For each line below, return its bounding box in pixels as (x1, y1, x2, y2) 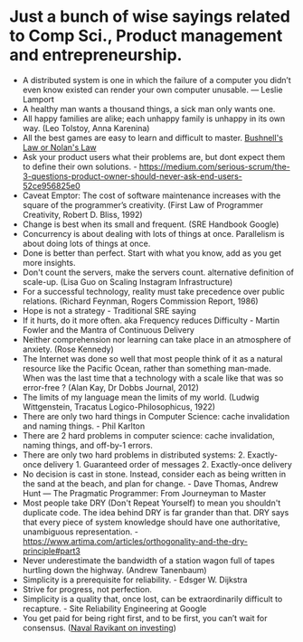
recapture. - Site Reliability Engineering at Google (22, 603, 207, 614)
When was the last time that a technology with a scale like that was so (22, 373, 284, 383)
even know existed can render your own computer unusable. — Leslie (22, 84, 283, 95)
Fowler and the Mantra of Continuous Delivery (22, 324, 194, 335)
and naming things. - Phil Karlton (22, 420, 146, 431)
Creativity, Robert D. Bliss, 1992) (22, 209, 143, 220)
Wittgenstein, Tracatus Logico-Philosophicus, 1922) (22, 401, 215, 412)
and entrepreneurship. (9, 45, 183, 65)
